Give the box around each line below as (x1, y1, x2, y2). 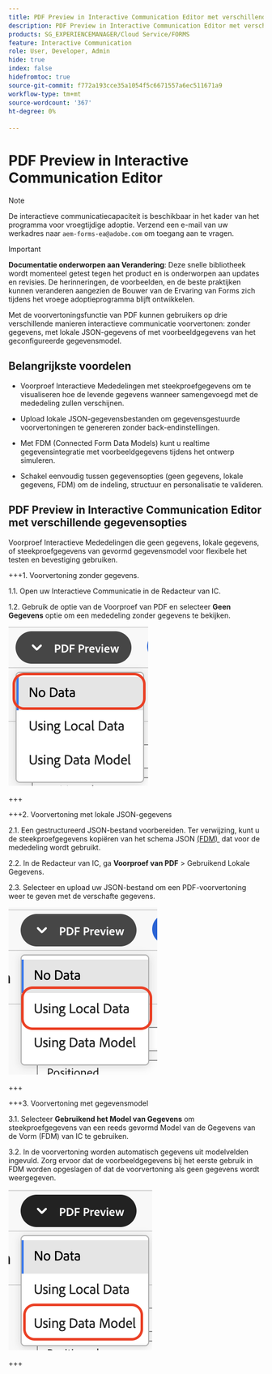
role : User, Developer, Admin (8, 47, 111, 56)
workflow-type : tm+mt (8, 90, 82, 98)
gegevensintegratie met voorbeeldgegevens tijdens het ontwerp (19, 447, 235, 456)
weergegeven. (8, 1172, 57, 1183)
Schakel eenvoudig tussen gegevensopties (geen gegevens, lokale (19, 471, 244, 481)
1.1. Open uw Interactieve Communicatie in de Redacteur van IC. (8, 586, 221, 596)
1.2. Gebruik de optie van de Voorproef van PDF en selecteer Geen (8, 601, 232, 611)
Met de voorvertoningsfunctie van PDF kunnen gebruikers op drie (8, 310, 228, 320)
